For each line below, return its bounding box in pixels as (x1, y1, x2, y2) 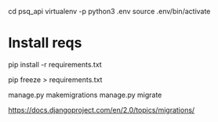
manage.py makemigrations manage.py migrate (8, 90, 162, 99)
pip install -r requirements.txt (8, 59, 102, 69)
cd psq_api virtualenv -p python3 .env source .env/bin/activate (8, 7, 211, 16)
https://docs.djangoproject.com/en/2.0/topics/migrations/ (8, 105, 195, 114)
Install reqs (8, 34, 82, 52)
